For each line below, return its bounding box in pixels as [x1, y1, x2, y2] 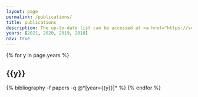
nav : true [6, 36, 31, 41]
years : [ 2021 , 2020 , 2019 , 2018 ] [6, 30, 88, 36]
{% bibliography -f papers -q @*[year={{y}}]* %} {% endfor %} [6, 84, 161, 91]
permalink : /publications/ [6, 14, 72, 20]
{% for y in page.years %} [6, 52, 70, 58]
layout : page [6, 8, 38, 15]
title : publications [6, 19, 57, 25]
